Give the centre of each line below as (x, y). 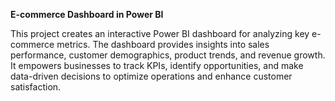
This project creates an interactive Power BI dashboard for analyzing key (160, 33)
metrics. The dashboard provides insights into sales (163, 44)
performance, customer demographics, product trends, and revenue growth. (168, 55)
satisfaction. (36, 87)
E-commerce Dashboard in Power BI (87, 14)
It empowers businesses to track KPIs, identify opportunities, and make (157, 65)
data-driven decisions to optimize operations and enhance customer (151, 76)
